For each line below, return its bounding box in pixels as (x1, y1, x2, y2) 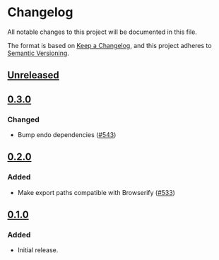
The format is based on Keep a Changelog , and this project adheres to (7, 41, 212, 49)
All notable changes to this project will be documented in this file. (7, 28, 198, 36)
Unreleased (7, 69, 60, 81)
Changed (7, 114, 40, 124)
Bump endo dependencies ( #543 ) (17, 131, 117, 139)
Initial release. (17, 246, 59, 254)
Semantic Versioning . (7, 49, 69, 57)
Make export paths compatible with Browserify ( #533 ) (17, 188, 175, 196)
